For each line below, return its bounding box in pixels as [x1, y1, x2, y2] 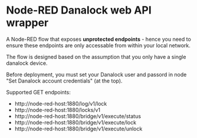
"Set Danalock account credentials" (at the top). [6, 77, 123, 84]
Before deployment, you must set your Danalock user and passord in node [6, 71, 187, 78]
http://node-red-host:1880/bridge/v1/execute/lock [14, 119, 137, 126]
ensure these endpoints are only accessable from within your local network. [6, 42, 191, 49]
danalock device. [6, 60, 48, 67]
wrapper [6, 16, 49, 29]
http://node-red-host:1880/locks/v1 [14, 106, 101, 113]
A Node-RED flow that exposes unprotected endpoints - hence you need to [6, 35, 192, 42]
